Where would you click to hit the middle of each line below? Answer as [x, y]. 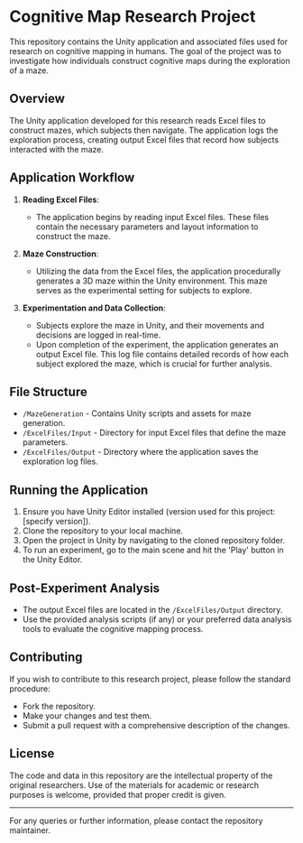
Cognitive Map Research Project [133, 17]
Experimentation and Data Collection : [94, 308]
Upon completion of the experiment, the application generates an [157, 344]
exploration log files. [60, 461]
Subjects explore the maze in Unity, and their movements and [150, 325]
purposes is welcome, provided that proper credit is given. [118, 794]
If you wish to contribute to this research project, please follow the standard [150, 679]
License [32, 754]
